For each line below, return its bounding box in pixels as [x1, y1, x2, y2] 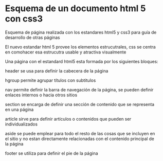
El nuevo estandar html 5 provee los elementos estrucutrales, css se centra [5, 44, 156, 50]
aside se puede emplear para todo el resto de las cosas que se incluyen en [5, 130, 155, 136]
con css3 [5, 13, 43, 24]
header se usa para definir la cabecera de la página [5, 68, 109, 73]
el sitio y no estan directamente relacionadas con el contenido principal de [5, 136, 154, 142]
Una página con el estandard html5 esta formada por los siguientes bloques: [5, 58, 158, 64]
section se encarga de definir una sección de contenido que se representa [5, 101, 155, 107]
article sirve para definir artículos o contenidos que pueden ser [5, 116, 131, 122]
